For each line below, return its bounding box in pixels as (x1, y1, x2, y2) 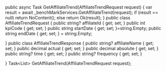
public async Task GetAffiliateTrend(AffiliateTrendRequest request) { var (5, 4, 153, 10)
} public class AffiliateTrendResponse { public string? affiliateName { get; (5, 40, 154, 46)
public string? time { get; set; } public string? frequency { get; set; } (5, 51, 143, 57)
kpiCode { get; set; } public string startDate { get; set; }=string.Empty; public (5, 25, 162, 31)
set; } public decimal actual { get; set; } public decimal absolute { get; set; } (5, 46, 159, 51)
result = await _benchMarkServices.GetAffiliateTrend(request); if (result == (5, 9, 159, 15)
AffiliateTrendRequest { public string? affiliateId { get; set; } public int (5, 20, 146, 26)
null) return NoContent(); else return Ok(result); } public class (5, 15, 131, 20)
